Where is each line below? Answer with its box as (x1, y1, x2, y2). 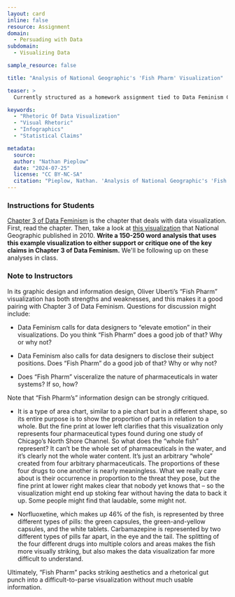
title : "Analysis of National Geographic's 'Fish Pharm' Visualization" (7, 74, 224, 81)
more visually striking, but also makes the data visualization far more (17, 547, 215, 555)
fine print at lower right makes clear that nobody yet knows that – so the (17, 481, 225, 490)
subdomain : (7, 43, 39, 50)
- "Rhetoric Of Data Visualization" (13, 113, 120, 120)
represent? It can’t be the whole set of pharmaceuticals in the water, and (17, 444, 227, 452)
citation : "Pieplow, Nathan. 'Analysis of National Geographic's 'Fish (13, 178, 227, 185)
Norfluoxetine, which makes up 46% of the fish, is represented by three (17, 510, 225, 518)
